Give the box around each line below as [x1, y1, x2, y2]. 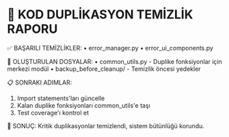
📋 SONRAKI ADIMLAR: [7, 78, 72, 87]
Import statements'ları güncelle [16, 94, 105, 102]
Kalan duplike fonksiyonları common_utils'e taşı [16, 101, 150, 109]
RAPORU [7, 21, 58, 37]
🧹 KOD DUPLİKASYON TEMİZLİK [7, 7, 193, 22]
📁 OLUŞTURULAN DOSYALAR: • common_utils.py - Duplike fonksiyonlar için [7, 57, 222, 65]
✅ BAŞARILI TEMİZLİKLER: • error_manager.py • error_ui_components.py [7, 44, 214, 52]
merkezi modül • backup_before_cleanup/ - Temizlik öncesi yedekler [7, 65, 201, 73]
